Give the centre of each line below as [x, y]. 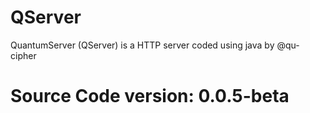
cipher [23, 55]
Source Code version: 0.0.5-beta [150, 96]
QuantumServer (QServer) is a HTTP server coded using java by [142, 45]
